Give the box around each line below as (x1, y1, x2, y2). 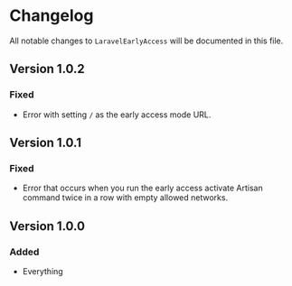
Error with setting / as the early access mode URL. (22, 109, 212, 120)
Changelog (9, 5, 94, 26)
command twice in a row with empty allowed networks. (22, 192, 229, 203)
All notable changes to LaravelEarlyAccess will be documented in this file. (9, 35, 284, 46)
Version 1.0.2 (9, 61, 86, 77)
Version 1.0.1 (9, 135, 82, 151)
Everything (22, 266, 63, 276)
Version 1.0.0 (9, 218, 86, 234)
